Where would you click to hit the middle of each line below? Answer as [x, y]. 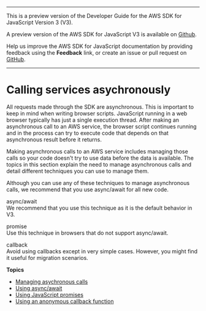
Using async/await [39, 288]
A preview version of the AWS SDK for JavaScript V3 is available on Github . [102, 34]
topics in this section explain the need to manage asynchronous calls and [99, 164]
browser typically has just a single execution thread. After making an [93, 120]
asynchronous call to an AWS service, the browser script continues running [102, 126]
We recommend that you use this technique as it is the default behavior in [99, 208]
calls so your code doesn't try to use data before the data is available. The [100, 158]
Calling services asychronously [89, 90]
